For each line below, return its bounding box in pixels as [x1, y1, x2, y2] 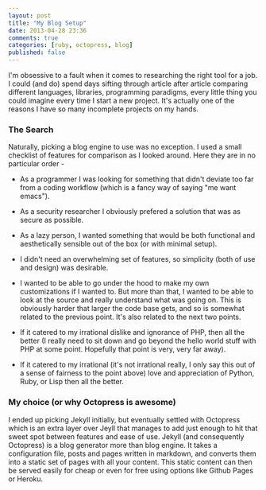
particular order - [8, 159, 65, 169]
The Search [8, 124, 54, 135]
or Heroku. [8, 474, 44, 484]
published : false [8, 49, 66, 56]
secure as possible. [19, 216, 84, 225]
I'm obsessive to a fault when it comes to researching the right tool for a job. [8, 71, 258, 80]
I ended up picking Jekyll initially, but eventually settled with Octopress [8, 414, 241, 424]
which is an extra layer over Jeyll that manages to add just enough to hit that [8, 423, 258, 433]
